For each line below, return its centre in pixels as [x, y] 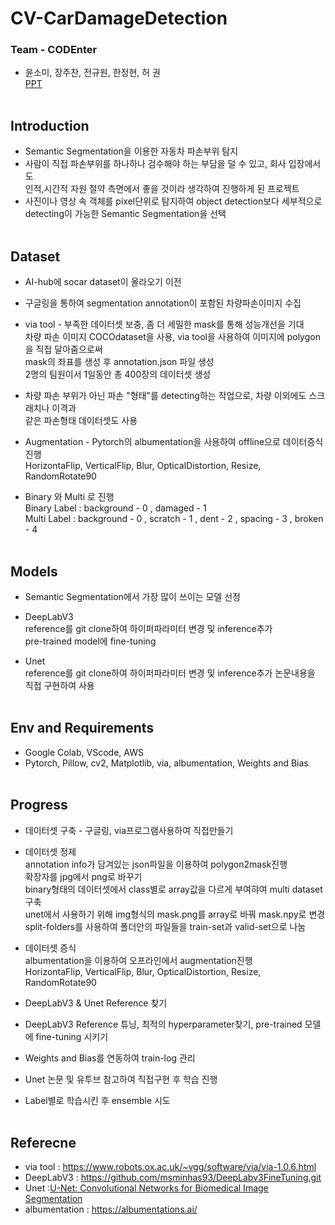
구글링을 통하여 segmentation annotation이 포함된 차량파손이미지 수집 [163, 303]
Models [34, 571]
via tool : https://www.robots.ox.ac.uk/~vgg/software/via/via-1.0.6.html [170, 1167]
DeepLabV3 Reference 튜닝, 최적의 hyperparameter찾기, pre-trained [163, 1024]
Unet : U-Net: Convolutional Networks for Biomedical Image [146, 1188]
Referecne [43, 1142]
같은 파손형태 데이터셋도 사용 [81, 421]
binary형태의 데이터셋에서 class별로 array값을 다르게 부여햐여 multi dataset [173, 889]
